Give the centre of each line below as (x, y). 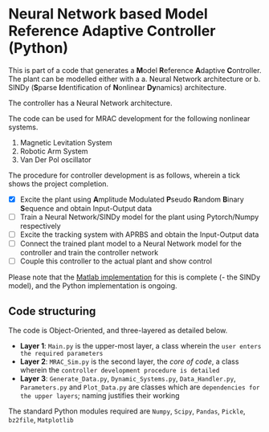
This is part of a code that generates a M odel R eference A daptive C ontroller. (135, 70)
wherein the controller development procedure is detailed (120, 370)
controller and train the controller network (89, 253)
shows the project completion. (59, 183)
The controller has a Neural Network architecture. (90, 103)
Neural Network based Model (108, 14)
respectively (41, 226)
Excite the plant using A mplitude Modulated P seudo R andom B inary (132, 199)
